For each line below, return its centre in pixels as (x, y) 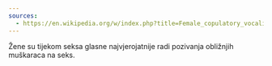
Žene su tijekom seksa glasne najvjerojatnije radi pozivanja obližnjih (121, 46)
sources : (23, 16)
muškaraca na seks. (42, 55)
